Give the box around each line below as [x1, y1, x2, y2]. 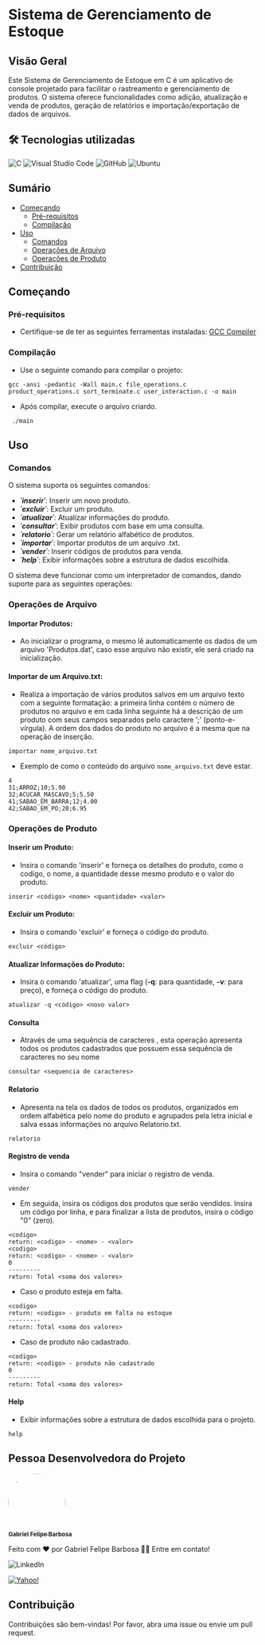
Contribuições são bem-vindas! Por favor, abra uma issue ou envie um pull [8, 1619, 253, 1629]
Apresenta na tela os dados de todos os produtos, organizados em [19, 1102, 239, 1112]
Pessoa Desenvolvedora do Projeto [8, 1452, 185, 1466]
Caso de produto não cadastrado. [19, 1337, 131, 1346]
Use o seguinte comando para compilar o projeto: [19, 365, 183, 375]
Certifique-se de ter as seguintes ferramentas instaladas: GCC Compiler [19, 327, 257, 336]
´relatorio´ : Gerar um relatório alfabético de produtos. [19, 530, 195, 540]
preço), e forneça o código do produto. [19, 986, 149, 995]
